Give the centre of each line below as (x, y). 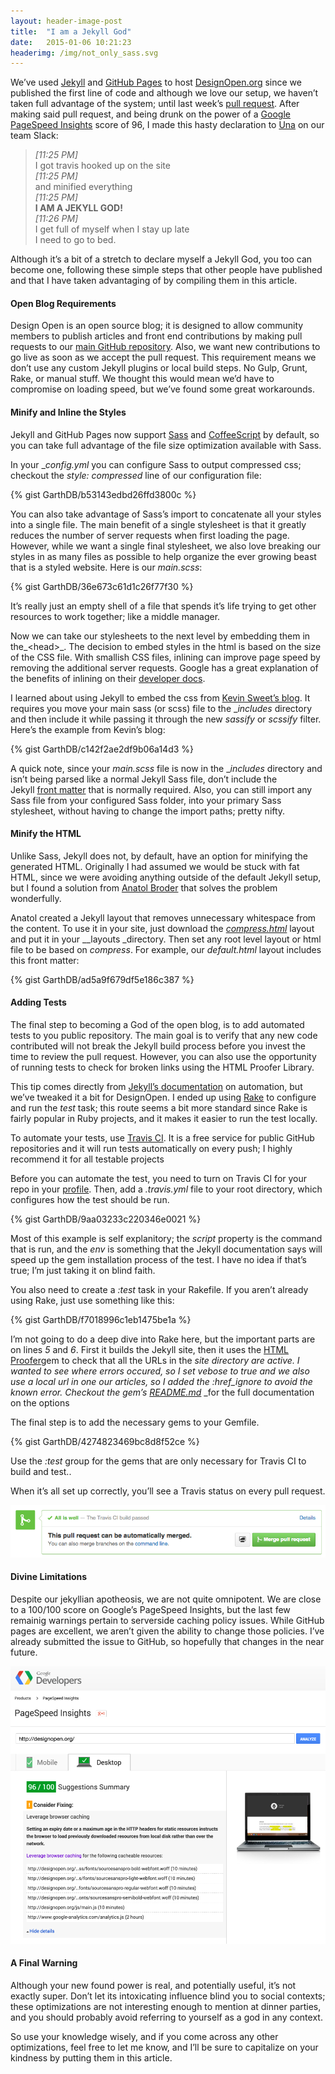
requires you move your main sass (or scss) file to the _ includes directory (161, 708)
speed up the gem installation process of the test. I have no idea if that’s (158, 1260)
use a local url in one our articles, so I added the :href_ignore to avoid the (161, 1382)
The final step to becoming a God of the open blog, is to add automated (157, 1025)
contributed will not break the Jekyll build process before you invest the (158, 1046)
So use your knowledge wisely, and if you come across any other (144, 2036)
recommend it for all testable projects (87, 1159)
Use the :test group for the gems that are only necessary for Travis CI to (158, 1461)
